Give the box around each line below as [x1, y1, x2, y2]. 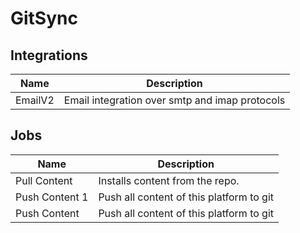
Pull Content [15, 173, 73, 187]
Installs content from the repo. [98, 173, 240, 187]
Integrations [10, 47, 88, 64]
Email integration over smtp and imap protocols [63, 93, 286, 107]
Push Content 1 [15, 190, 89, 204]
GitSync [10, 7, 78, 30]
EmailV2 [15, 93, 55, 107]
